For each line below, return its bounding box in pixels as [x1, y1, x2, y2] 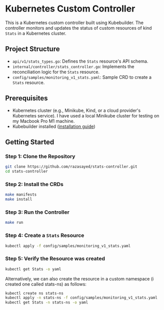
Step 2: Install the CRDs [5, 181, 64, 188]
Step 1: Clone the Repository [5, 152, 75, 160]
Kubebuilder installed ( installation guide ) [12, 123, 96, 129]
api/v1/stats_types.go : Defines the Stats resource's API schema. [12, 58, 148, 64]
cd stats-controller [5, 169, 48, 174]
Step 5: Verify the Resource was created [5, 255, 105, 262]
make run [5, 220, 23, 225]
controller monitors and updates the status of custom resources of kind [5, 25, 152, 31]
